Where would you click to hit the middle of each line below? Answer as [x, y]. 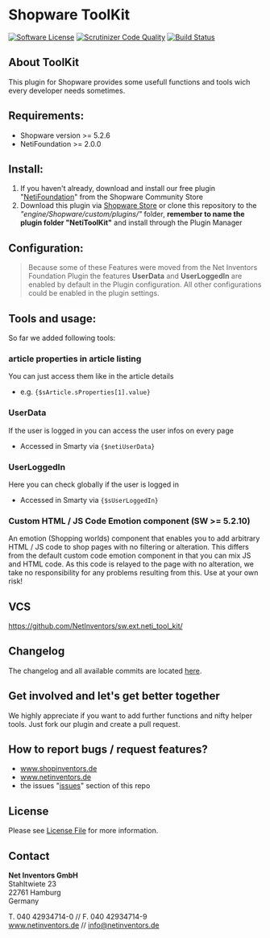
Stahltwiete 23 [32, 884]
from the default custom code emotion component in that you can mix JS [130, 556]
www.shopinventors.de [58, 769]
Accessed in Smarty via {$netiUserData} [87, 446]
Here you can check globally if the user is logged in [94, 484]
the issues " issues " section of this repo [85, 786]
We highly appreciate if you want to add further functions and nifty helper [130, 716]
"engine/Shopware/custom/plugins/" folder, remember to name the [132, 214]
